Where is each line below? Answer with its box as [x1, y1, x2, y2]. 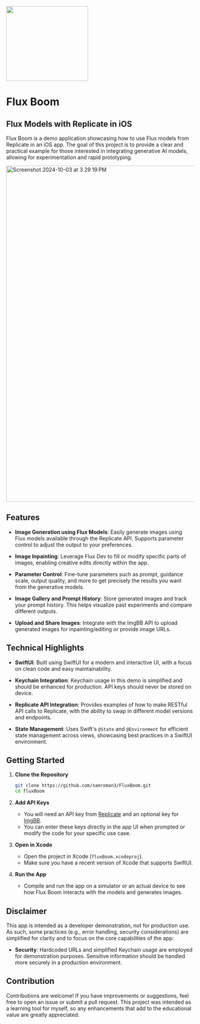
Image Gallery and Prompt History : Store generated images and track [14, 595, 187, 602]
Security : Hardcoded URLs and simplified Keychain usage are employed [14, 946, 193, 953]
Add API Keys [14, 799, 49, 806]
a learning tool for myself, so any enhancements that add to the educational [6, 1004, 192, 1012]
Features [6, 512, 40, 522]
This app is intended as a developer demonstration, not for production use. [6, 922, 190, 929]
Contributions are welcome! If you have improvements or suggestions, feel [6, 992, 189, 999]
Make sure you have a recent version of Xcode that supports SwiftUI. [23, 859, 193, 866]
